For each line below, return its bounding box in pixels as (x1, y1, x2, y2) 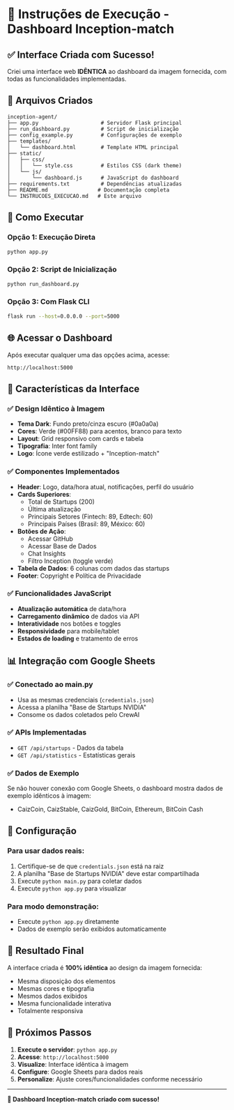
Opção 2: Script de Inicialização (7, 265, 117, 275)
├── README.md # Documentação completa (7, 186, 170, 194)
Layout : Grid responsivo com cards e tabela (17, 435, 144, 443)
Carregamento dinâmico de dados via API (17, 612, 140, 620)
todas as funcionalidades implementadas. (7, 75, 127, 83)
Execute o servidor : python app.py (17, 1045, 118, 1054)
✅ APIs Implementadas (7, 727, 87, 737)
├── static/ (7, 150, 42, 157)
